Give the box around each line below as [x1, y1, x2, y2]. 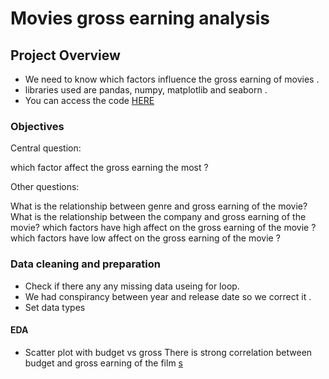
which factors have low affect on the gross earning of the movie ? [10, 232, 281, 244]
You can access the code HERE [24, 95, 155, 106]
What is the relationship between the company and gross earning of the [10, 211, 307, 223]
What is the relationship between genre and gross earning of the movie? [10, 200, 308, 212]
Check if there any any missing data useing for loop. [24, 280, 240, 292]
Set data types [24, 301, 86, 313]
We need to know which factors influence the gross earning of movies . [24, 73, 320, 85]
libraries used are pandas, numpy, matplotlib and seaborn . [24, 84, 268, 96]
